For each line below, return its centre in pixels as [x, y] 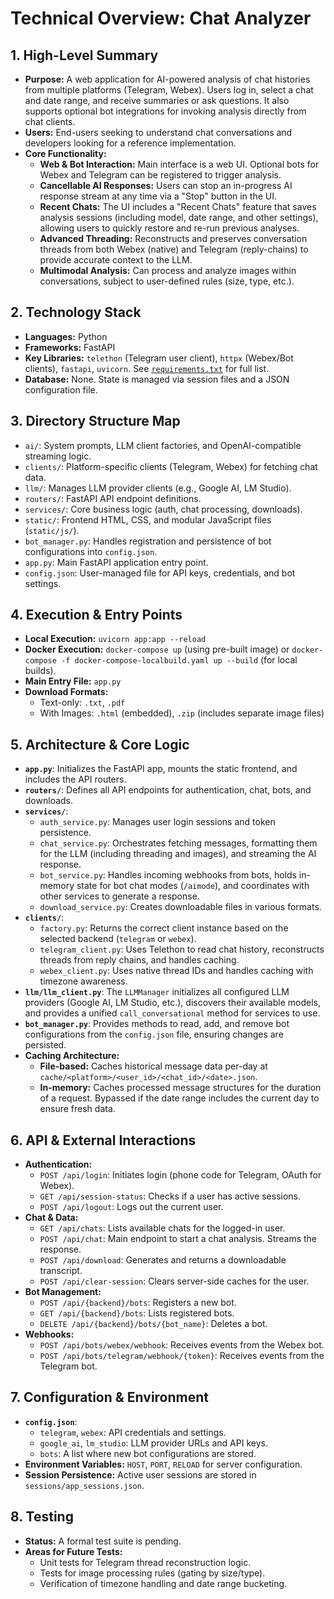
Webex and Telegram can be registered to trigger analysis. [160, 175]
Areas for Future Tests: [73, 1551]
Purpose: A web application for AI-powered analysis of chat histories [167, 79]
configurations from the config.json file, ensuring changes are [154, 1034]
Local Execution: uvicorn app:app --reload [115, 639]
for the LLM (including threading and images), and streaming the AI [178, 854]
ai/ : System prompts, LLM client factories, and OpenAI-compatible [163, 445]
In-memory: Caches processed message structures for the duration [180, 1088]
